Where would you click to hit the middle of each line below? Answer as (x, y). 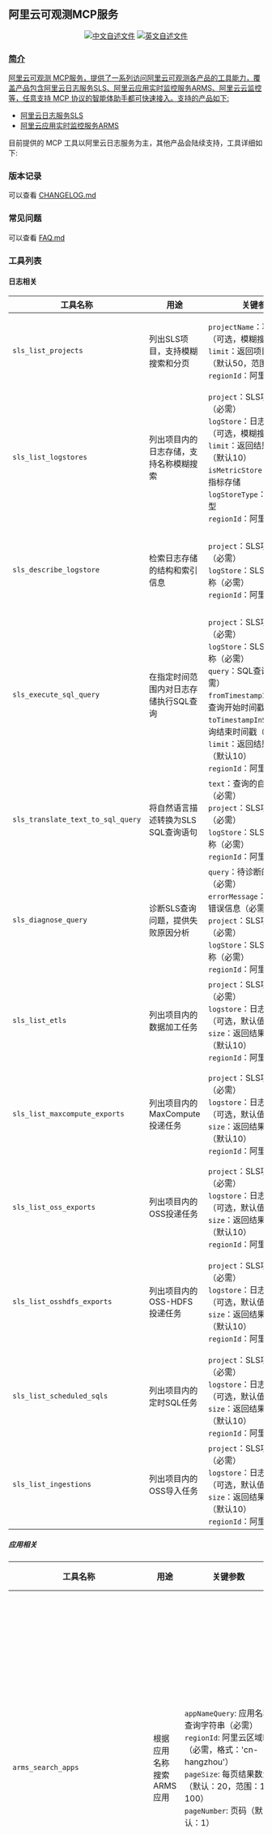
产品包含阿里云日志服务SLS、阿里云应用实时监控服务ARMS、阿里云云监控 (138, 89)
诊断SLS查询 (172, 908)
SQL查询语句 (173, 832)
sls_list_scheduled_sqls (60, 1396)
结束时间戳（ (240, 732)
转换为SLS (176, 820)
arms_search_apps (46, 1767)
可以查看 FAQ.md (37, 237)
